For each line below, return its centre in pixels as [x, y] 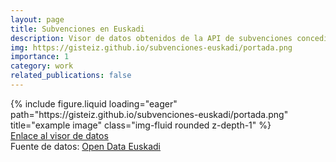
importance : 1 [40, 57]
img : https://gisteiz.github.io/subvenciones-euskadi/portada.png [151, 47]
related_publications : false [71, 76]
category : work [42, 66]
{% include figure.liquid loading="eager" [94, 103]
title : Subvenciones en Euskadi [77, 29]
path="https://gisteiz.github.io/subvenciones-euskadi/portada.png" [149, 114]
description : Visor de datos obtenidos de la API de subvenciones [151, 38]
